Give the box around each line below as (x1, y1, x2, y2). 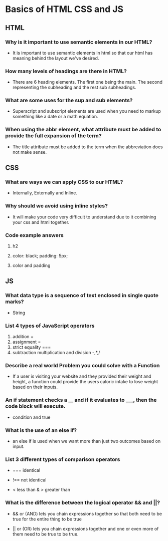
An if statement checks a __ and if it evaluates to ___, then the (5, 397, 157, 404)
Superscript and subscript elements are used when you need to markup (12, 108, 161, 114)
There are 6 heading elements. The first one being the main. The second (12, 79, 163, 85)
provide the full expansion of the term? (5, 132, 102, 139)
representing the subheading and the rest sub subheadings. (12, 84, 136, 91)
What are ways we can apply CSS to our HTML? (5, 179, 123, 186)
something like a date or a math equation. (12, 114, 98, 120)
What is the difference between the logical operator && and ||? (5, 499, 160, 506)
